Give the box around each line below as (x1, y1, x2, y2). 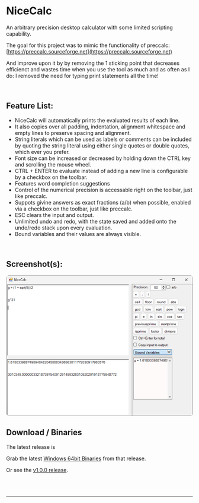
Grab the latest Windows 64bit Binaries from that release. (6, 455, 146, 462)
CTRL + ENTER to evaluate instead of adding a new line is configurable (14, 167, 188, 174)
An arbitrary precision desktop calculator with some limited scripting (6, 24, 173, 31)
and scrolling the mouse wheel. (14, 161, 92, 168)
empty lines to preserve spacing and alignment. (14, 129, 131, 136)
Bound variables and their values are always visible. (14, 230, 142, 237)
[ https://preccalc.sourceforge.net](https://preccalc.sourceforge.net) (6, 48, 173, 55)
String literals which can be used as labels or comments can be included (14, 136, 192, 143)
